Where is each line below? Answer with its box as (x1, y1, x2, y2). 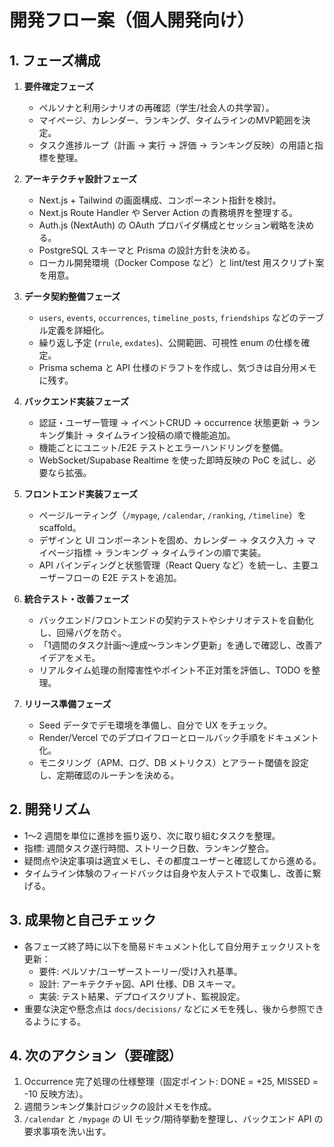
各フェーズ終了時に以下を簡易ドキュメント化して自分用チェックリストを (23, 940, 322, 952)
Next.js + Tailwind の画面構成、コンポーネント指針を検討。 (38, 194, 282, 206)
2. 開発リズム (9, 801, 91, 818)
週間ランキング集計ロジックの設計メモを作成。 (23, 1101, 217, 1113)
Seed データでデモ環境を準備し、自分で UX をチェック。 (38, 719, 273, 731)
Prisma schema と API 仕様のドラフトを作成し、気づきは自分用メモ (38, 362, 317, 373)
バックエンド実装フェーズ (23, 396, 130, 407)
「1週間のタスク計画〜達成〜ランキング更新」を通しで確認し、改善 (38, 639, 314, 651)
